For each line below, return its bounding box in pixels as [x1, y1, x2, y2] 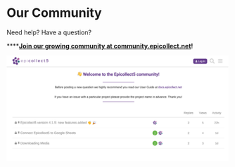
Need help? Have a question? [6, 28, 92, 36]
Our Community [6, 5, 103, 21]
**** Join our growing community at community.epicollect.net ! [6, 41, 193, 50]
